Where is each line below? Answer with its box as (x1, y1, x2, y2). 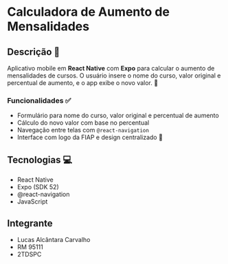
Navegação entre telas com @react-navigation (16, 126, 150, 134)
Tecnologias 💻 (7, 154, 73, 165)
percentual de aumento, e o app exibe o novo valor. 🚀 (7, 79, 159, 86)
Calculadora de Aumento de (7, 4, 170, 20)
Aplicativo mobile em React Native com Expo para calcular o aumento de (7, 64, 215, 72)
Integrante (7, 217, 53, 229)
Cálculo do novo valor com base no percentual (16, 119, 150, 127)
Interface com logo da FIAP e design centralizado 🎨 (16, 133, 163, 141)
